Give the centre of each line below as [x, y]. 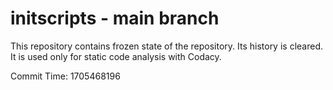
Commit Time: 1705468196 [65, 76]
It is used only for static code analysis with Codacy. [116, 56]
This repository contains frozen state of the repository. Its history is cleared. [166, 46]
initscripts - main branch [115, 18]
